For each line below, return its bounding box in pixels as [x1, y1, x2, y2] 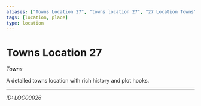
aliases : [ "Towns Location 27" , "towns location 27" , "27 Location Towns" [6, 8, 197, 15]
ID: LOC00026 [6, 94, 42, 102]
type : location [6, 20, 44, 26]
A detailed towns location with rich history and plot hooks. [6, 77, 150, 84]
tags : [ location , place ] [6, 14, 68, 20]
